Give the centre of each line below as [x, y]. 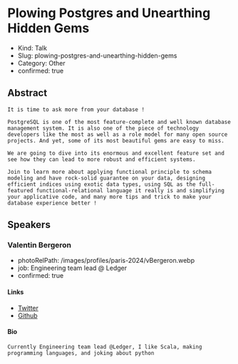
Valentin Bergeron [39, 245]
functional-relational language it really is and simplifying [130, 190]
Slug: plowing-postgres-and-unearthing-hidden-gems [97, 56]
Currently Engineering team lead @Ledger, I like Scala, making [105, 347]
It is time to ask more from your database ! [76, 109]
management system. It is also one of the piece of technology [103, 128]
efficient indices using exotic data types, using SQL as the [102, 184]
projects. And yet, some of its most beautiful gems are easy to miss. [116, 140]
